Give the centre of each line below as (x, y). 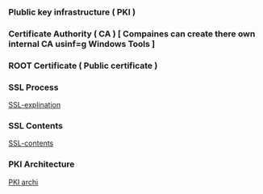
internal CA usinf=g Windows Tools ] (82, 44)
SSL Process (33, 87)
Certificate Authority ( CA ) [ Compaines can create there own (132, 33)
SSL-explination (35, 105)
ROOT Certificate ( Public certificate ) (83, 65)
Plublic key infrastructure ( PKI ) (72, 12)
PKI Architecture (42, 164)
